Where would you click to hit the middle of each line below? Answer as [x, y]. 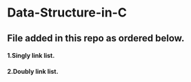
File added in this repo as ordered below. [96, 38]
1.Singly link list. [31, 56]
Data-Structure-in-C [67, 13]
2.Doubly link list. [33, 71]
